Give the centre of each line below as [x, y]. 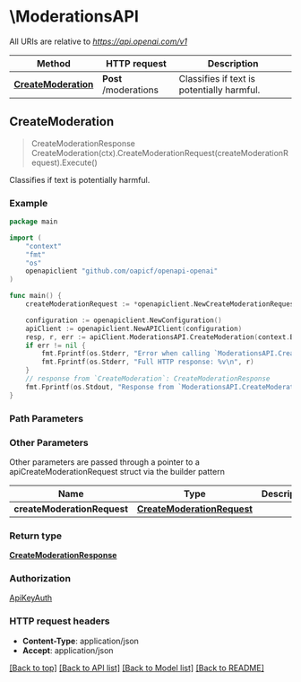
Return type [36, 536]
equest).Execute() [64, 162]
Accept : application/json [68, 650]
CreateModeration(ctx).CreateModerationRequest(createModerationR [159, 153]
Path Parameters [46, 418]
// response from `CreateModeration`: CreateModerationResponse [148, 379]
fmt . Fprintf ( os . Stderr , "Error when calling [126, 354]
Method [54, 63]
